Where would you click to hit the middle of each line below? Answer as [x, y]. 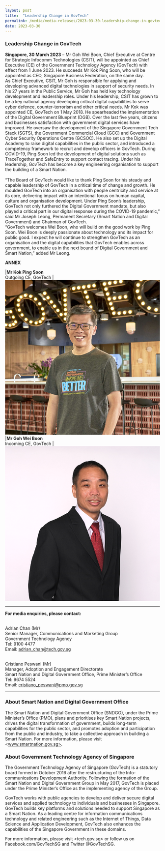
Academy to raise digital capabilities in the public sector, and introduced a [80, 143]
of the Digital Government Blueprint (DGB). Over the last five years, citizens [81, 117]
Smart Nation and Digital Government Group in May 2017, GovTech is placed [82, 783]
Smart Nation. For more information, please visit [54, 739]
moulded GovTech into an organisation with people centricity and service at [82, 190]
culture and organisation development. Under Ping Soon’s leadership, [75, 201]
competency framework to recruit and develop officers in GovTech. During [80, 148]
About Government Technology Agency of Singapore [70, 757]
